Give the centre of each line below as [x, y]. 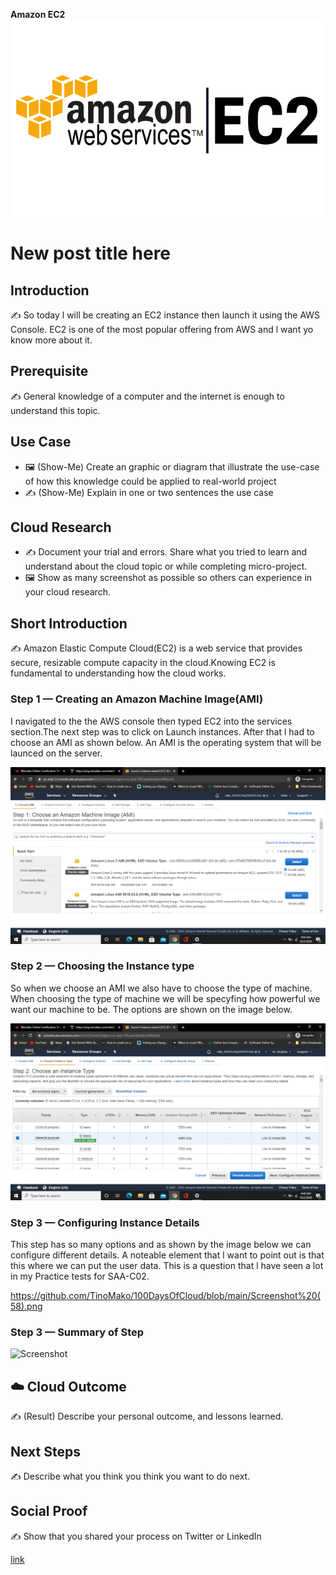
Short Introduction [69, 623]
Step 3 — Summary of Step [77, 1332]
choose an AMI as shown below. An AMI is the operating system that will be [166, 742]
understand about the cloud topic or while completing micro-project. [166, 566]
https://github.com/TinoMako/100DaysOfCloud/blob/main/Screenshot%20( [165, 1296]
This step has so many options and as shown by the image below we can [161, 1245]
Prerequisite [49, 371]
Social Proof [49, 1511]
